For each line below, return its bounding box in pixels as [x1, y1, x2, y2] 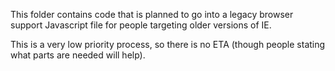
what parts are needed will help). [10, 49, 146, 61]
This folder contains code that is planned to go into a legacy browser [10, 9, 294, 20]
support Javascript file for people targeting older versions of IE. [10, 19, 272, 31]
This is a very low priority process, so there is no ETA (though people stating [10, 39, 326, 50]
